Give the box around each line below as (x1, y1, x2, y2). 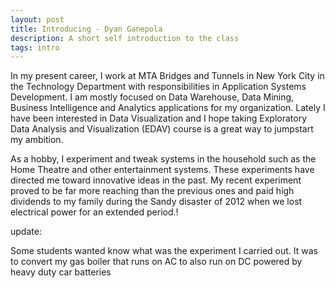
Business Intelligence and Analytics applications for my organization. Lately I (10, 102, 326, 114)
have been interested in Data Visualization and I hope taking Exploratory (10, 112, 308, 125)
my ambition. (10, 134, 64, 146)
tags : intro (10, 42, 60, 53)
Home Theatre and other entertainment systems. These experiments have (10, 164, 315, 176)
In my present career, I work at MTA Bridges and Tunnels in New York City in (10, 70, 325, 82)
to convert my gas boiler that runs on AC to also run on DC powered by (10, 256, 303, 268)
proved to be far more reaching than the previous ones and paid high (10, 185, 295, 197)
